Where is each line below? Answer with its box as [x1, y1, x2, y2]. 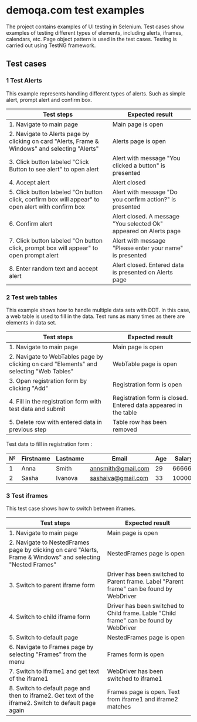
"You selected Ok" [112, 219, 163, 227]
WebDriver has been [107, 667, 164, 675]
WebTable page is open [112, 360, 178, 368]
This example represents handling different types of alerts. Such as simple [6, 90, 186, 97]
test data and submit [9, 405, 66, 413]
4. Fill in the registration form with [9, 397, 101, 405]
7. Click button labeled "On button [9, 236, 103, 244]
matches [107, 703, 131, 711]
